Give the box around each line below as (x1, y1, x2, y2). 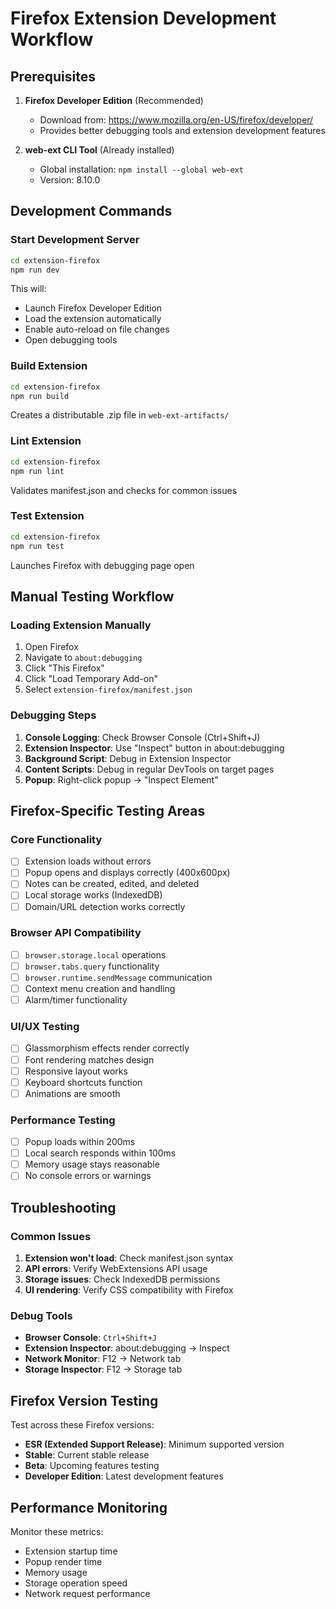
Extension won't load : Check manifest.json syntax (24, 1252, 234, 1264)
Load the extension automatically (24, 313, 162, 325)
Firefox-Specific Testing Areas (10, 802, 206, 819)
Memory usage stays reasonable (24, 1158, 160, 1171)
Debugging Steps (10, 708, 97, 722)
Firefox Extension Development (10, 7, 277, 30)
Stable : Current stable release (24, 1449, 150, 1461)
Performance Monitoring (10, 1499, 168, 1516)
